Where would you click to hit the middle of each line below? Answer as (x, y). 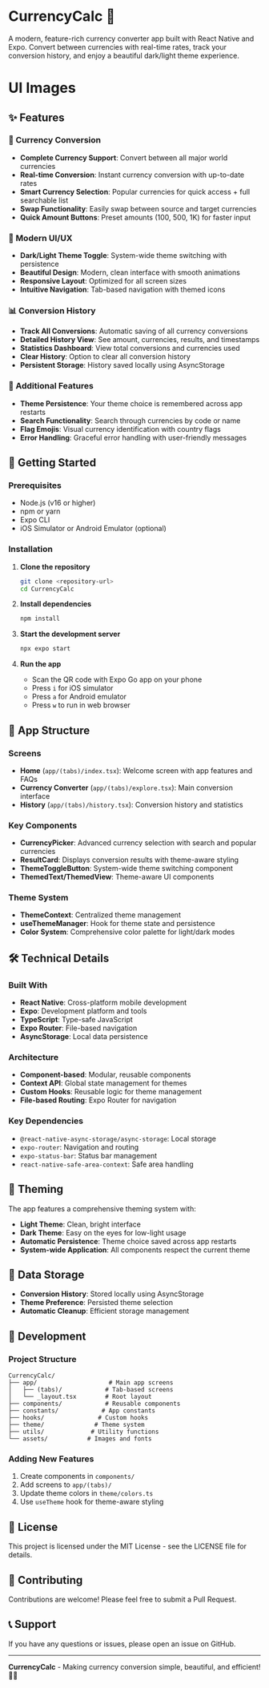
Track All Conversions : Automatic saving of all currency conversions (134, 331)
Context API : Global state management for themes (103, 1083)
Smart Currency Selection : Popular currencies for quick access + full (135, 191)
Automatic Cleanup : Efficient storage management (104, 1311)
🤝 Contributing (46, 1580)
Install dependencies (56, 604)
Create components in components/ (77, 1476)
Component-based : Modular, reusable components (105, 1075)
